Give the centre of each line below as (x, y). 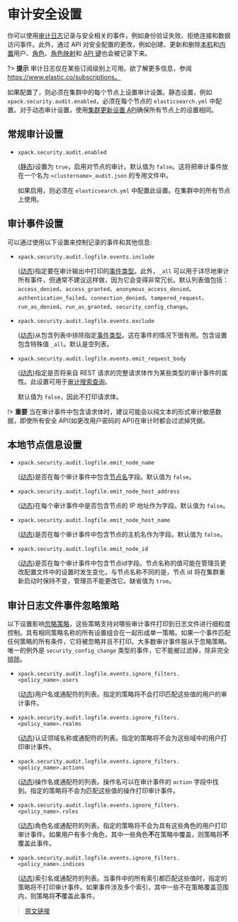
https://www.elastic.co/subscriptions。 (64, 77)
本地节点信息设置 (45, 444)
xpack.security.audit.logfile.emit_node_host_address (98, 492)
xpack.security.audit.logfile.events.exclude (86, 321)
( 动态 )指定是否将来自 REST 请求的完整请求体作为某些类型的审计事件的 (119, 372)
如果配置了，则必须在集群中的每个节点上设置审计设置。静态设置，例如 (110, 92)
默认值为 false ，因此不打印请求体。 (70, 397)
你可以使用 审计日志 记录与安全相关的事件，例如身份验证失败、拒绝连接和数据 (119, 35)
